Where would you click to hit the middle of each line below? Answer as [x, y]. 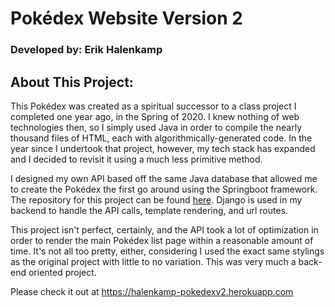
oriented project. [62, 272]
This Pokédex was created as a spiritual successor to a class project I [153, 106]
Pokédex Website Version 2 [126, 18]
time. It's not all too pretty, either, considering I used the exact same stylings [167, 251]
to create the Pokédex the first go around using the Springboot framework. [164, 189]
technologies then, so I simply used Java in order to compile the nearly [156, 127]
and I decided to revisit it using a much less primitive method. [136, 159]
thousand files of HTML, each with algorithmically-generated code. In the [161, 138]
